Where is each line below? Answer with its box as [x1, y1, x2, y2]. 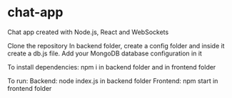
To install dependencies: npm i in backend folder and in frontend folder [7, 62, 216, 71]
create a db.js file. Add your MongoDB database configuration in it [7, 49, 202, 58]
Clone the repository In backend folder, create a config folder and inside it [7, 41, 225, 50]
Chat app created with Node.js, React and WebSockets [7, 28, 169, 36]
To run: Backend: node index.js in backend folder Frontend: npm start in [7, 76, 218, 85]
